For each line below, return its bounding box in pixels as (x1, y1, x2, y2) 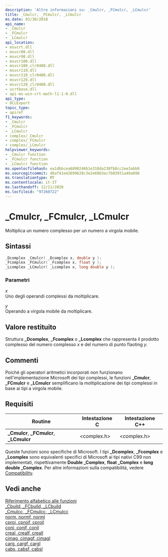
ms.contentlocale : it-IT (5, 180, 57, 185)
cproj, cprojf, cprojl (5, 519, 44, 525)
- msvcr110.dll (5, 68, 37, 73)
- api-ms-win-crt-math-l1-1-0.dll (5, 91, 77, 96)
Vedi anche (5, 485, 41, 493)
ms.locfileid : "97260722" (5, 189, 59, 194)
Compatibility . (5, 470, 34, 476)
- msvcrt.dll (5, 45, 32, 50)
